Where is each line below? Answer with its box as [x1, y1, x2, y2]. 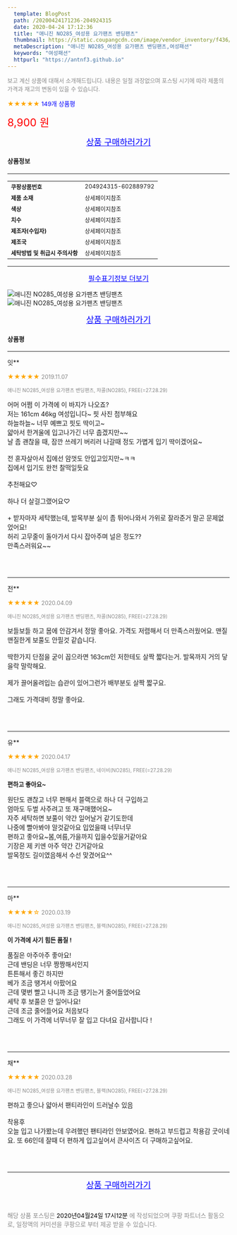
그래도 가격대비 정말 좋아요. [7, 695, 85, 704]
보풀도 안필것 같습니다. [32, 636, 97, 645]
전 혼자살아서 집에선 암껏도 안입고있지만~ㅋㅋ [7, 454, 136, 463]
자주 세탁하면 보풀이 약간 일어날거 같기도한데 [7, 814, 134, 822]
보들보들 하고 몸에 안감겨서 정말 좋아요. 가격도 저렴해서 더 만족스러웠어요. [7, 627, 214, 635]
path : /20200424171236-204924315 [13, 17, 112, 24]
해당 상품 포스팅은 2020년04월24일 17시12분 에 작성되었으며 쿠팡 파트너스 [7, 1212, 207, 1220]
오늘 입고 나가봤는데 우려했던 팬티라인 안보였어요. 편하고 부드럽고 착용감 [7, 1127, 211, 1136]
